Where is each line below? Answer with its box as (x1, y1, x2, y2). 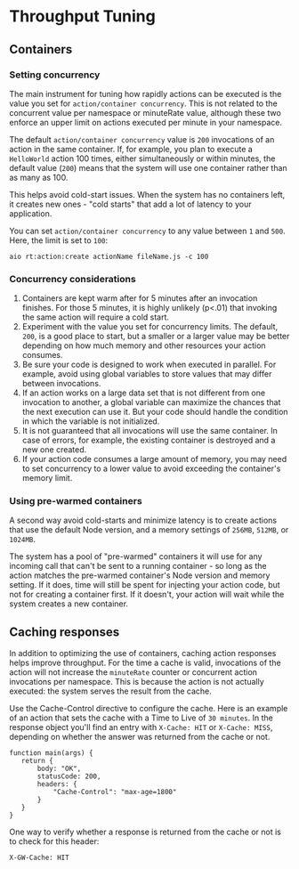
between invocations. (21, 378, 101, 389)
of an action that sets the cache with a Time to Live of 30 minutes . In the (9, 712, 273, 723)
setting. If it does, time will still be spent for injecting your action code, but (9, 580, 280, 590)
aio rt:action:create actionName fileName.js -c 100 (9, 252, 209, 261)
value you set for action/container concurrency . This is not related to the (9, 98, 278, 109)
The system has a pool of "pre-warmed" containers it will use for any (9, 551, 263, 562)
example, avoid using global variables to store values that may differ (21, 369, 272, 379)
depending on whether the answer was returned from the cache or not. (9, 732, 271, 743)
